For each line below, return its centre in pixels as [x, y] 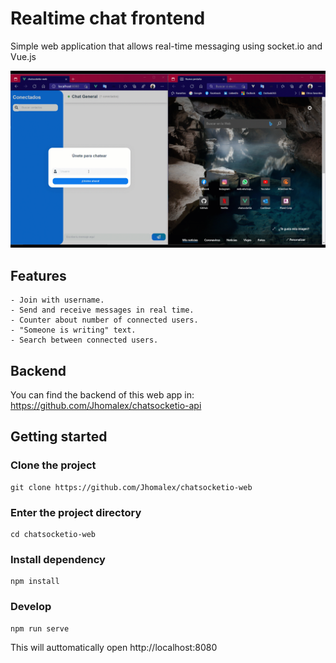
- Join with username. [57, 300]
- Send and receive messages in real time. [102, 310]
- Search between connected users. [84, 340]
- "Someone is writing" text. [73, 330]
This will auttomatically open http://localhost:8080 [114, 647]
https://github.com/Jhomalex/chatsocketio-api [106, 406]
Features [38, 275]
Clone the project [53, 465]
